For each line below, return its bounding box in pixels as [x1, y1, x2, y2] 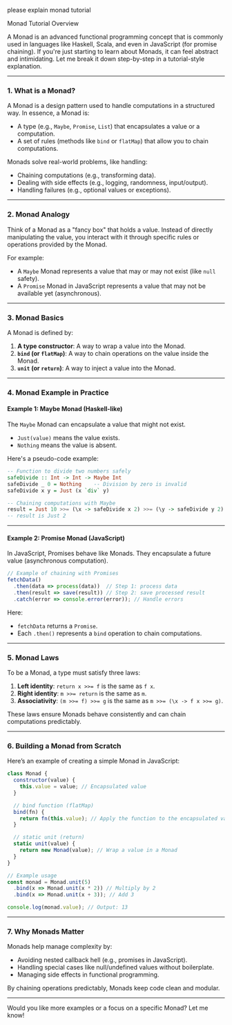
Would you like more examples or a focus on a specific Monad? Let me [7, 1004, 209, 1013]
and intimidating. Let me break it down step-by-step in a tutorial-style [7, 55, 205, 63]
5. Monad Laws [7, 653, 59, 662]
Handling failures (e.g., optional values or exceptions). [17, 186, 171, 194]
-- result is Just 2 [7, 512, 67, 520]
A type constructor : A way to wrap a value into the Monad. [17, 342, 186, 350]
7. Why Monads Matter [7, 927, 85, 936]
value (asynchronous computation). [7, 556, 108, 565]
